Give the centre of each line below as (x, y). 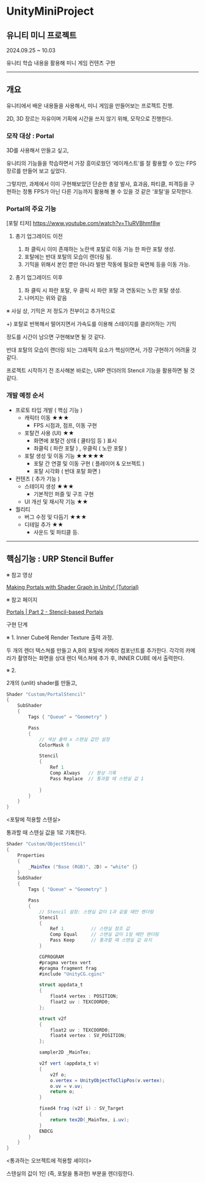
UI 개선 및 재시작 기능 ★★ (56, 501)
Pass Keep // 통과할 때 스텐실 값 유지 (101, 940)
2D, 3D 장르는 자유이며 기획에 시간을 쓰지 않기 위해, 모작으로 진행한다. (90, 118)
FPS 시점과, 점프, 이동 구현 (65, 425)
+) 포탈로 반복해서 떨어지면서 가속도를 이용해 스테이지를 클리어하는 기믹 (92, 324)
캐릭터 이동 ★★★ (46, 418)
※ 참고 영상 (20, 574)
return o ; (62, 1092)
